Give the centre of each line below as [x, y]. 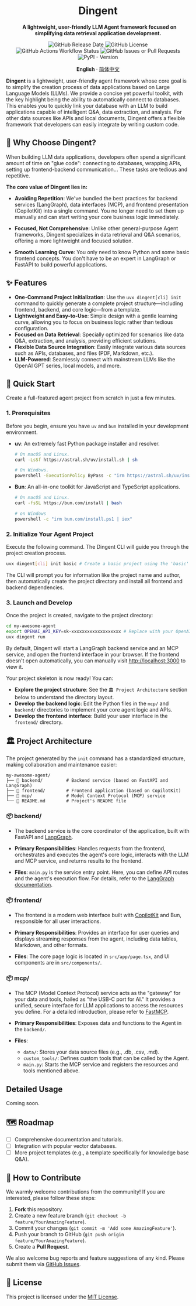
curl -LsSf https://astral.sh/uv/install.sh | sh [76, 460]
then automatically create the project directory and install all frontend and [94, 581]
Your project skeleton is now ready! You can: [60, 678]
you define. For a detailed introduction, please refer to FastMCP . [92, 1012]
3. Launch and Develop [39, 603]
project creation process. [36, 553]
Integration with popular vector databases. [65, 1146]
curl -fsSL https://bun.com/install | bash [68, 503]
